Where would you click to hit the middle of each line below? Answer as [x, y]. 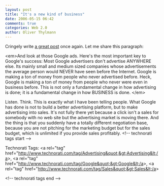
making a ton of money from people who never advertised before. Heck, [78, 77]
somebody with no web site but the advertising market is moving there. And [82, 118]
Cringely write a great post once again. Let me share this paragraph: [74, 46]
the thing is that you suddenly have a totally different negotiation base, [77, 123]
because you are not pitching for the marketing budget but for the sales [78, 128]
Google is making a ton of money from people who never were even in [76, 82]
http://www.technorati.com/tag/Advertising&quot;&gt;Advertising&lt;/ [88, 153]
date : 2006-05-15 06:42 [30, 19]
